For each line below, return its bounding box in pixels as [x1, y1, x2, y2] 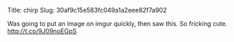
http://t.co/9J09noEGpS [7, 27, 77, 35]
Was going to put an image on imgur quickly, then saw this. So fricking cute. [7, 20, 228, 27]
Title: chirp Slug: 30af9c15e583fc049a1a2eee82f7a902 [7, 6, 167, 14]
